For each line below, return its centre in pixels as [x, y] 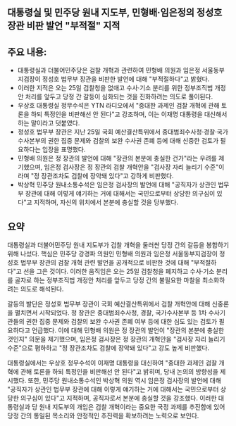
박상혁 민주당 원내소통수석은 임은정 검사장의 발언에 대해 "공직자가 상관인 [117, 184]
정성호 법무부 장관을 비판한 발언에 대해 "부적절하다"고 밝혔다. [126, 79]
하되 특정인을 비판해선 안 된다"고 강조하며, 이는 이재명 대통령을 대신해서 [129, 114]
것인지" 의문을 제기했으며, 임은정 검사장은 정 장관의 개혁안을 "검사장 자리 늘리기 [116, 339]
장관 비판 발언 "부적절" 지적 [64, 26]
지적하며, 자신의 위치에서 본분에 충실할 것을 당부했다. [106, 202]
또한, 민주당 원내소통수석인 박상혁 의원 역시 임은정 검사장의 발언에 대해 [125, 381]
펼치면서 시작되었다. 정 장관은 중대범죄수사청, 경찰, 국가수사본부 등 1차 [111, 313]
